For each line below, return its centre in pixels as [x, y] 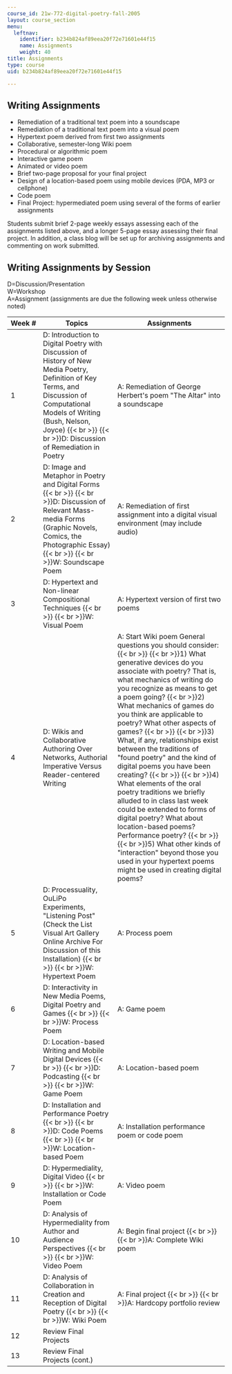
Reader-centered [71, 775]
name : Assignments [46, 46]
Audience [58, 1240]
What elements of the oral [159, 783]
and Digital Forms [71, 485]
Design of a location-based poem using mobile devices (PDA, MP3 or [116, 181]
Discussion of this [72, 950]
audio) [128, 532]
